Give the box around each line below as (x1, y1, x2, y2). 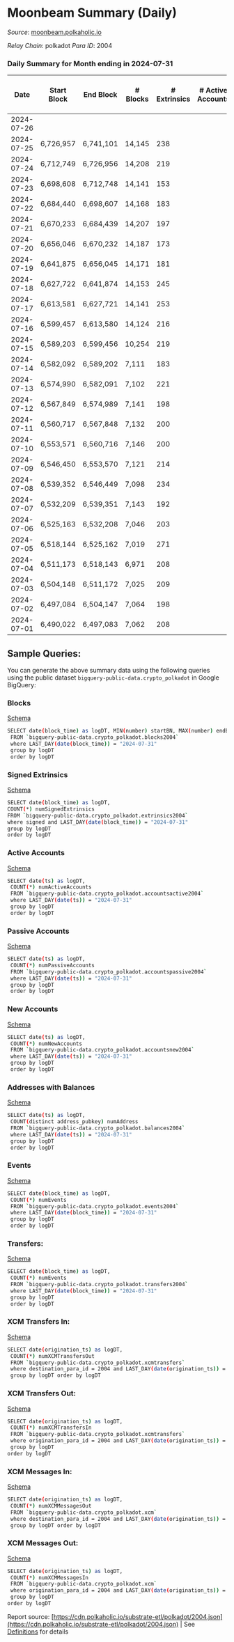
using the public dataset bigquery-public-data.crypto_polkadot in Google (7, 673, 219, 682)
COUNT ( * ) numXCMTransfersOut (10, 1352, 95, 1359)
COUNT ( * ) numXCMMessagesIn (10, 1574, 89, 1581)
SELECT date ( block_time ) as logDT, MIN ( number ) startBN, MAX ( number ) (7, 728, 214, 735)
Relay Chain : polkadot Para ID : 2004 (7, 41, 113, 49)
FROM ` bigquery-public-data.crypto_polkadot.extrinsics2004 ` (7, 812, 189, 819)
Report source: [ (7, 1612, 54, 1620)
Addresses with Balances (7, 1082, 95, 1092)
